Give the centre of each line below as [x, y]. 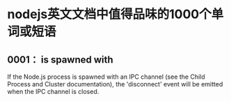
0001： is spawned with [60, 60]
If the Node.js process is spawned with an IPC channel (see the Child [106, 77]
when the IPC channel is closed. [53, 92]
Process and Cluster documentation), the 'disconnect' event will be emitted [115, 84]
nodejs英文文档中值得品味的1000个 [109, 14]
